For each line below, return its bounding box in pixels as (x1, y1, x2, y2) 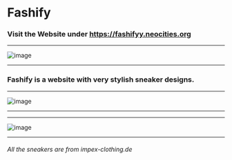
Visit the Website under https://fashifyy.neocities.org (7, 30, 191, 39)
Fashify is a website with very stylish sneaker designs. (7, 75, 195, 84)
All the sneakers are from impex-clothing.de (7, 146, 133, 154)
